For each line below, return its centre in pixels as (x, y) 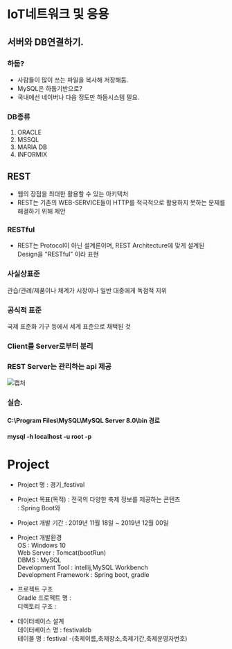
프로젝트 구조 (35, 589)
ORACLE (29, 132)
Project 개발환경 (39, 537)
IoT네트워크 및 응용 (58, 14)
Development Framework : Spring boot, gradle (83, 575)
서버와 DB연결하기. (46, 42)
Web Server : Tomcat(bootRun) (62, 553)
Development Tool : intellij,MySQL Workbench (83, 568)
